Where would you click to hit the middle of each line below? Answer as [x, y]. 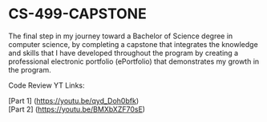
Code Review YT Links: [47, 85]
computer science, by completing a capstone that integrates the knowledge [133, 44]
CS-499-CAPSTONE [77, 14]
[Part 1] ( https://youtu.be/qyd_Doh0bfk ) [73, 100]
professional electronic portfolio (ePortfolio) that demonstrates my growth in [134, 61]
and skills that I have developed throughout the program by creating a [123, 53]
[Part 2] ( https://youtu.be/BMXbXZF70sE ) [77, 109]
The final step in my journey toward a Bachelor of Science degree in [121, 36]
